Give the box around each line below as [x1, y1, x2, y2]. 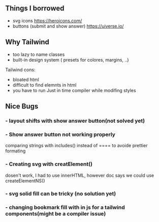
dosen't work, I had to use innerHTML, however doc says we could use [5, 172, 154, 178]
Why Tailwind [5, 38, 50, 46]
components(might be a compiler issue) [5, 210, 106, 217]
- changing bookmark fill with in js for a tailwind [5, 204, 125, 211]
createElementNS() [5, 178, 45, 184]
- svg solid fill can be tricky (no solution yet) [5, 190, 116, 198]
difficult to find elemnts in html [12, 81, 77, 88]
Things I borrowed [5, 4, 65, 13]
